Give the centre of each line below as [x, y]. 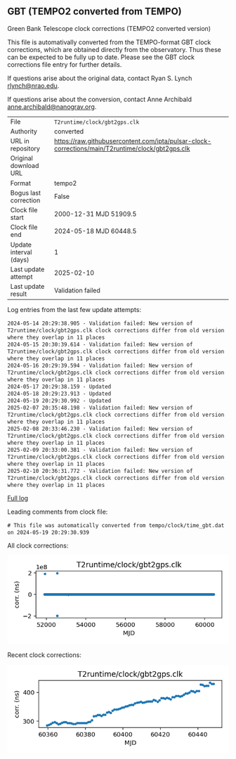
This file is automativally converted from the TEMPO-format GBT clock [109, 42]
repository [25, 149]
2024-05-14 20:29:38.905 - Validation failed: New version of [100, 323]
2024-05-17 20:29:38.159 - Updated [59, 387]
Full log [18, 498]
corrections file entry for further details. [65, 64]
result [19, 294]
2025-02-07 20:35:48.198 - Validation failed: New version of [100, 408]
